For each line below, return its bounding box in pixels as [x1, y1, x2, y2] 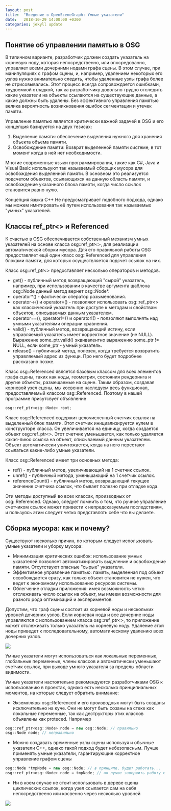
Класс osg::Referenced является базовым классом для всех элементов [5, 368, 162, 374]
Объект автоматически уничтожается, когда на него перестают [5, 442, 145, 448]
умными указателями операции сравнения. [12, 320, 109, 326]
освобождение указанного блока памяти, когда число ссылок [5, 182, 141, 188]
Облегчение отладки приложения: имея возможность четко [12, 585, 144, 592]
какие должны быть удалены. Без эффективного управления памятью [5, 97, 159, 104]
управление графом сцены [12, 756, 72, 762]
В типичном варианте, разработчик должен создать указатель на [5, 54, 149, 60]
